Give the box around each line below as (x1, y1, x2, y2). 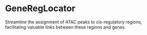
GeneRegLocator (5, 3, 75, 14)
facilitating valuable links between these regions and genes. (5, 24, 126, 30)
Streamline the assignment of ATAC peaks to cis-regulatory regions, (5, 19, 142, 25)
